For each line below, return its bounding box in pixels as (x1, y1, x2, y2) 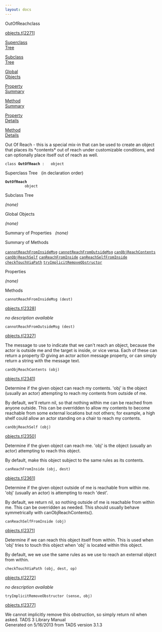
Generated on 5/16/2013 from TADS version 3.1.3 (5, 622, 103, 628)
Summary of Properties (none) (5, 230, 69, 236)
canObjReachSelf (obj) (5, 425, 51, 429)
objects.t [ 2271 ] (5, 30, 35, 36)
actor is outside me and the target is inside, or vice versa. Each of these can (5, 347, 157, 353)
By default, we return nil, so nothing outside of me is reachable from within (5, 499, 155, 505)
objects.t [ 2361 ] (5, 475, 36, 481)
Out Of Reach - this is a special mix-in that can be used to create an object (5, 142, 155, 148)
